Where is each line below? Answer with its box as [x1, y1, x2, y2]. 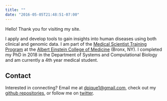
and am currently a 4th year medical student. [5, 57, 98, 63]
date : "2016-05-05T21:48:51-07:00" [5, 12, 80, 17]
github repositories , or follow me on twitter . [5, 90, 94, 96]
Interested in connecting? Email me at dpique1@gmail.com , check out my [5, 85, 156, 91]
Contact [5, 71, 31, 80]
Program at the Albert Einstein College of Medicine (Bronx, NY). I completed [5, 46, 162, 52]
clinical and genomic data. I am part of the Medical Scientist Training [5, 41, 147, 47]
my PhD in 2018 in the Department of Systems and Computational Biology [5, 51, 157, 58]
